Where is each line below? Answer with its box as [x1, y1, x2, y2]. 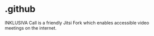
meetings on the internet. [5, 25, 57, 31]
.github [5, 3, 36, 15]
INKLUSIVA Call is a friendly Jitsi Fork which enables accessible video [5, 20, 149, 26]
